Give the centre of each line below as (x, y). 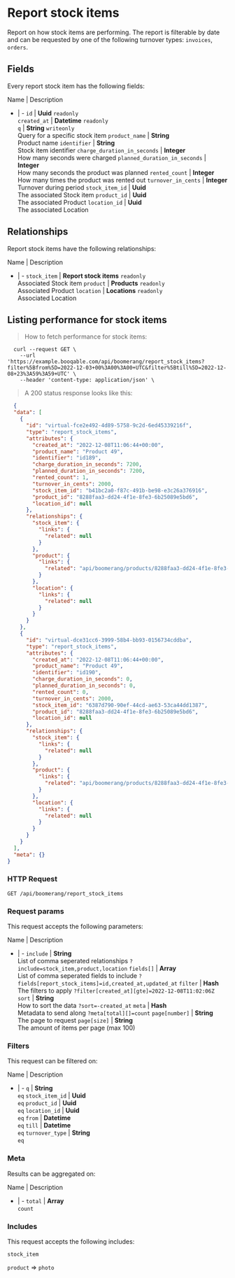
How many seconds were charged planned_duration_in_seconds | (112, 157)
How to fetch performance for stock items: (86, 336)
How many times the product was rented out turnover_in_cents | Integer (122, 180)
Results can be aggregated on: (51, 1174)
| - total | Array (41, 1200)
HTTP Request (33, 879)
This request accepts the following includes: (71, 1241)
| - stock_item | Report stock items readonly (81, 276)
